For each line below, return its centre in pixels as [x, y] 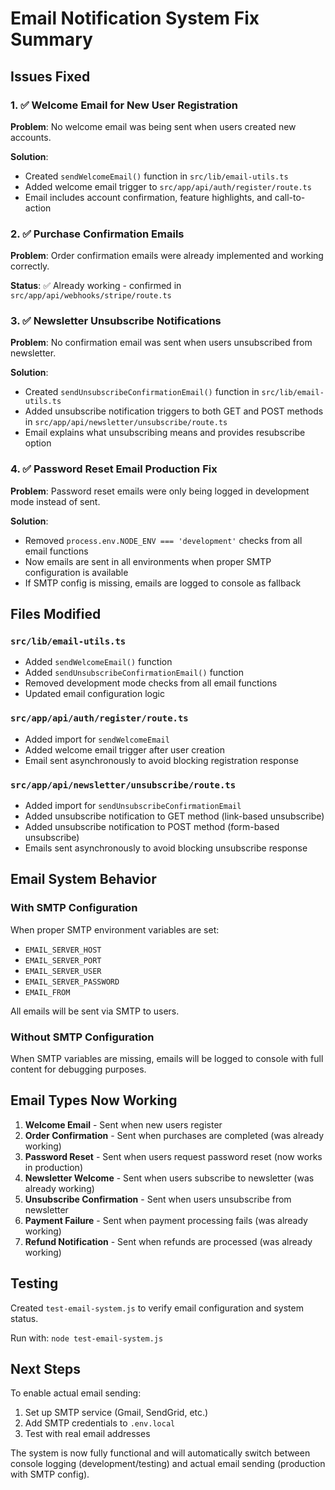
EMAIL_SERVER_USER [63, 971]
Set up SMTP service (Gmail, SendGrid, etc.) [116, 1413]
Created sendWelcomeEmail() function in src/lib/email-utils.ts [156, 176]
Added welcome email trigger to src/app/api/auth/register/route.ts [168, 186]
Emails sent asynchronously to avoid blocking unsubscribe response [166, 848]
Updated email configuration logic [94, 694]
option [38, 443]
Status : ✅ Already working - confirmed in [96, 286]
